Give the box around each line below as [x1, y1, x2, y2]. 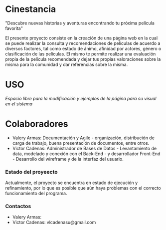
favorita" [5, 25, 23, 31]
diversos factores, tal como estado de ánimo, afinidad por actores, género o [5, 45, 162, 51]
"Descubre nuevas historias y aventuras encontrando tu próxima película [5, 20, 155, 26]
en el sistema [5, 101, 33, 107]
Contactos [5, 203, 31, 210]
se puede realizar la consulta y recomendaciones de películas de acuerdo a [5, 40, 161, 46]
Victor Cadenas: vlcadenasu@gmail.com [12, 220, 96, 226]
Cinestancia [5, 3, 56, 15]
